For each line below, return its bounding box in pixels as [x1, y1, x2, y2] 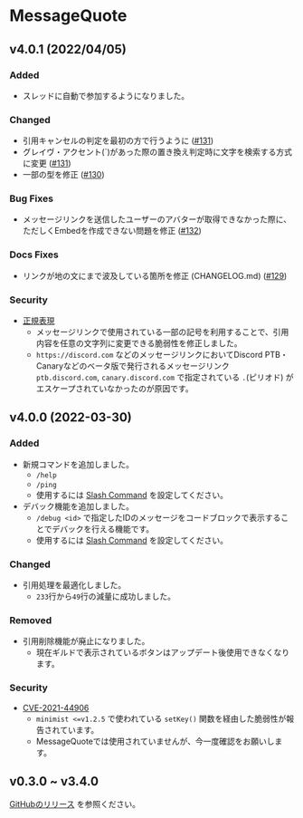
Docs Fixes [9, 248, 59, 261]
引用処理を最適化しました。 [22, 580, 127, 591]
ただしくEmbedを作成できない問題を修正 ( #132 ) [22, 226, 202, 236]
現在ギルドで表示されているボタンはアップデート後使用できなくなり [35, 647, 290, 658]
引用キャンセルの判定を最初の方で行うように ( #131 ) [22, 135, 214, 146]
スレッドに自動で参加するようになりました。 [22, 90, 190, 101]
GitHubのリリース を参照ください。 [9, 799, 140, 810]
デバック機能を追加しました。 [22, 500, 134, 512]
